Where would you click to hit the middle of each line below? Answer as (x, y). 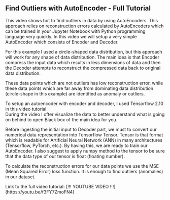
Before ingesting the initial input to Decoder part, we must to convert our (81, 129)
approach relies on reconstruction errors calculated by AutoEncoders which (84, 26)
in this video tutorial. (27, 109)
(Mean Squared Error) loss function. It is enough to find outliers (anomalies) (84, 171)
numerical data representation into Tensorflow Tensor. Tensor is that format (84, 135)
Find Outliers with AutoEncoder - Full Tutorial (78, 8)
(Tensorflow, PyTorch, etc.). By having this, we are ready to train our (77, 145)
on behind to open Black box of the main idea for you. (61, 119)
